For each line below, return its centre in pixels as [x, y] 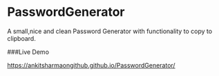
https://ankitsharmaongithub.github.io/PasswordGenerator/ [91, 65]
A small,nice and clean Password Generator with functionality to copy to [110, 31]
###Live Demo [28, 52]
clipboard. [21, 38]
